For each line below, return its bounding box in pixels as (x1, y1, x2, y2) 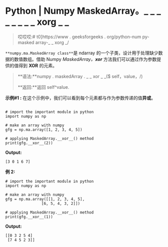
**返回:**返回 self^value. (17, 84, 70, 90)
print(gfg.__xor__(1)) (5, 214, 53, 219)
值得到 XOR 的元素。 (14, 62, 57, 68)
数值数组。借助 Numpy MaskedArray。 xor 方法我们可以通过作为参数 (14, 56, 157, 62)
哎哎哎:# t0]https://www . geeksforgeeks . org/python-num (17, 33, 142, 40)
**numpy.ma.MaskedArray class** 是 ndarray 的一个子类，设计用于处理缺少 (5, 50, 158, 56)
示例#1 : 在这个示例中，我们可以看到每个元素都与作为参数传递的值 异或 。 (5, 95, 156, 101)
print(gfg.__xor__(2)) (5, 140, 53, 146)
